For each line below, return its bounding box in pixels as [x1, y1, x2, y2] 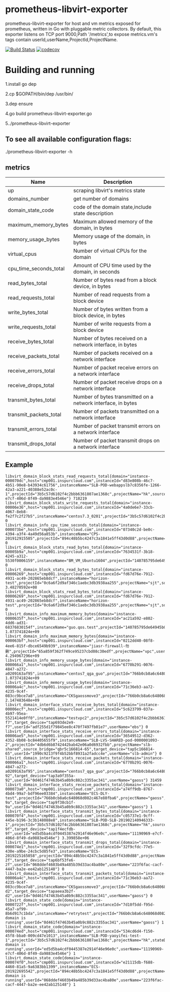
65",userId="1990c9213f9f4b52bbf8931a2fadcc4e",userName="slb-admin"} [5, 751, 157, 756]
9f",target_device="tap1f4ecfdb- [5, 826, 76, 832]
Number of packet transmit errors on [73, 422, 160, 429]
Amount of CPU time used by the [73, 261, 152, 269]
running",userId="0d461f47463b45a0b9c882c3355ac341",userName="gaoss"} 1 [5, 920, 164, 925]
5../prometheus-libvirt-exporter [5, 120, 70, 126]
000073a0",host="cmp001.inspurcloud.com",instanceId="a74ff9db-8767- [5, 787, 155, 792]
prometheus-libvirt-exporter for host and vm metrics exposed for [5, 20, 141, 26]
